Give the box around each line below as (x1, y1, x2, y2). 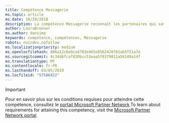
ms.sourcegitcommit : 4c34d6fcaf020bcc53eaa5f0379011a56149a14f (5, 54, 141, 59)
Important (5, 86, 26, 92)
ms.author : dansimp (5, 31, 46, 36)
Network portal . (5, 112, 38, 118)
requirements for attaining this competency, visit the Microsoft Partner (5, 106, 151, 113)
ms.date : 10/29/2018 (5, 17, 49, 22)
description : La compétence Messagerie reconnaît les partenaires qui (5, 21, 156, 27)
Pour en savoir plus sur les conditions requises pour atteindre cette (5, 96, 144, 102)
